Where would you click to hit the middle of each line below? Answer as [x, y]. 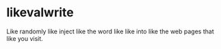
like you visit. [25, 38]
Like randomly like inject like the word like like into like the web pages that [110, 31]
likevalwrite [40, 13]
